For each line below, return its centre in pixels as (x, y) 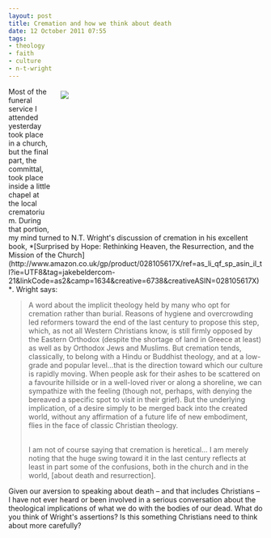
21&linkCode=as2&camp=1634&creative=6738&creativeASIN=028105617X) (134, 281)
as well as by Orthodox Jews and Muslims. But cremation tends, (135, 348)
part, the (23, 160)
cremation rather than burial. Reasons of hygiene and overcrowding (140, 313)
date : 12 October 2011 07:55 (57, 31)
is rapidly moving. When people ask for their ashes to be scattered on (144, 374)
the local (23, 203)
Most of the (28, 91)
